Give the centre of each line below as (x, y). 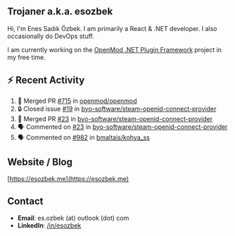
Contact (25, 201)
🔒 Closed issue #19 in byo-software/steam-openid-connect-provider (117, 108)
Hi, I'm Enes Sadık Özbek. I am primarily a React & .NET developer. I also (112, 28)
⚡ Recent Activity (46, 80)
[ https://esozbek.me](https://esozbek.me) (68, 179)
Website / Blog (40, 162)
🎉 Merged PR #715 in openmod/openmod (77, 101)
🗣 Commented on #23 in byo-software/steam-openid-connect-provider (122, 127)
